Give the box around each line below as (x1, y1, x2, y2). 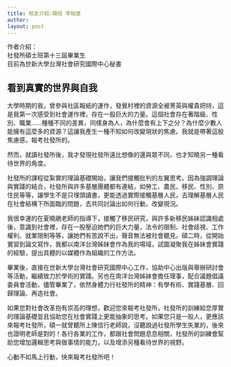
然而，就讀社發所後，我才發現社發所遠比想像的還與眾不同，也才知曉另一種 (7, 151, 218, 159)
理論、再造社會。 (12, 289, 62, 297)
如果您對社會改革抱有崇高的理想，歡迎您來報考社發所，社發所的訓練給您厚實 (7, 304, 224, 312)
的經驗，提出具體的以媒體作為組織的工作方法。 (7, 249, 140, 257)
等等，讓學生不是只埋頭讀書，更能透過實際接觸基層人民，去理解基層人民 (19, 191, 224, 200)
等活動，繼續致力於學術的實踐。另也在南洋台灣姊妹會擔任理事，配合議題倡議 (7, 272, 224, 280)
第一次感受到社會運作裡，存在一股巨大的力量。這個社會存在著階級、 (19, 110, 212, 118)
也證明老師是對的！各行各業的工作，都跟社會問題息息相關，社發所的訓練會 (7, 330, 218, 338)
